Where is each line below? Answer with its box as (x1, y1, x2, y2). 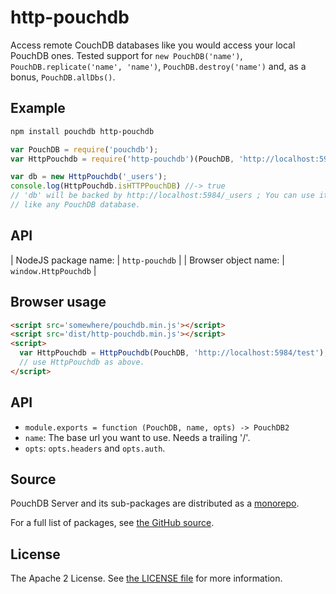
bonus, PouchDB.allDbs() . (10, 71, 116, 83)
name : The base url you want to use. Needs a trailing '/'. (24, 431, 251, 443)
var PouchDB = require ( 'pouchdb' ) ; (10, 144, 159, 155)
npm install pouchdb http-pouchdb (10, 126, 155, 136)
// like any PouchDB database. (10, 200, 141, 210)
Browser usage (10, 294, 107, 311)
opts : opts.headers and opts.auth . (24, 442, 166, 454)
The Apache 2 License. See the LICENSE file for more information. (10, 572, 283, 585)
